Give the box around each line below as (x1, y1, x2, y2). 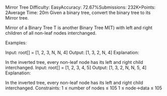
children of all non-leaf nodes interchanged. (5, 30, 97, 36)
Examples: (5, 40, 27, 46)
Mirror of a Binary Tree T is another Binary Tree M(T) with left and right (5, 25, 153, 31)
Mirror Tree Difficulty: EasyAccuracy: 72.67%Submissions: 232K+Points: (5, 5, 156, 10)
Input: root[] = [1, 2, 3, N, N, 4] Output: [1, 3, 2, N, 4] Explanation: (5, 50, 139, 55)
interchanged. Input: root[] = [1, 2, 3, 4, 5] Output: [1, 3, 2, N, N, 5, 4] (5, 65, 147, 70)
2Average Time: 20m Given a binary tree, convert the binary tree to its (5, 10, 151, 16)
